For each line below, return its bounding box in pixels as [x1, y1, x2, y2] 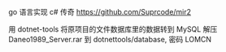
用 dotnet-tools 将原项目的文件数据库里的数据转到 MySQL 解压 [8, 24, 218, 34]
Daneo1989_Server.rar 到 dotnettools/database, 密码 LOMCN [8, 35, 212, 44]
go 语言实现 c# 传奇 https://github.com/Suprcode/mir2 [8, 7, 192, 16]
